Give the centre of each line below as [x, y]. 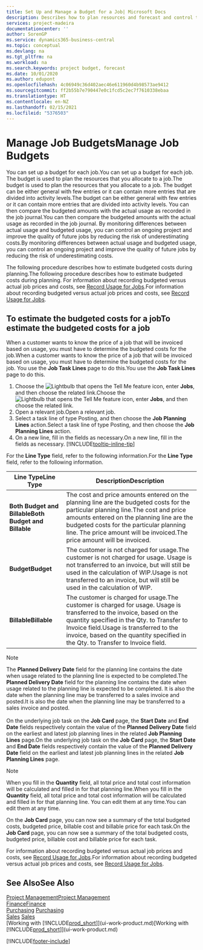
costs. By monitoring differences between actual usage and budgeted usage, [101, 243]
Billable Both [27, 514]
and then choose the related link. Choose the [70, 393]
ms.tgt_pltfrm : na [29, 57]
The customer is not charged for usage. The [128, 550]
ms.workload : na [27, 62]
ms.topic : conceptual [34, 46]
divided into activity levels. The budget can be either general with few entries [101, 198]
